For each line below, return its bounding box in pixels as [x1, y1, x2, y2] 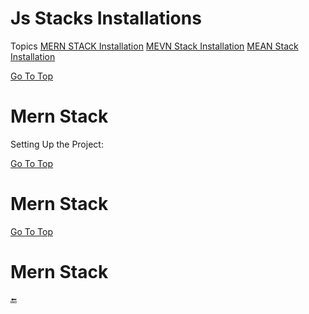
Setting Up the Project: [10, 138, 104, 150]
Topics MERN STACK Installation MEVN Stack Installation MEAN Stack [10, 40, 299, 52]
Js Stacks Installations [10, 7, 202, 30]
